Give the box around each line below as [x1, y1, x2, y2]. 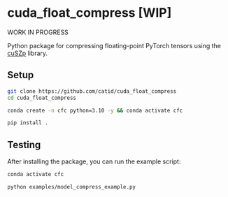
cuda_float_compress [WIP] [7, 5, 172, 21]
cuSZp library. [7, 49, 48, 57]
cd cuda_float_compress [7, 94, 77, 101]
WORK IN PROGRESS [7, 28, 69, 36]
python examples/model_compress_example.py [7, 183, 136, 190]
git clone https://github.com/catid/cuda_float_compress [7, 87, 177, 95]
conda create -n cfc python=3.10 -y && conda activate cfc [7, 107, 183, 114]
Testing [7, 138, 41, 151]
